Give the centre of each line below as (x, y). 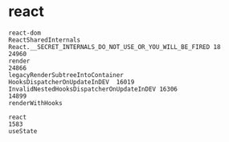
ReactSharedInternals (45, 40)
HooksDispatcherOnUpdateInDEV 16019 (72, 82)
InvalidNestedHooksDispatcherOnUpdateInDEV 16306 (93, 89)
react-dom (25, 33)
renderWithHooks (35, 103)
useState (23, 131)
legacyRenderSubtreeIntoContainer (66, 75)
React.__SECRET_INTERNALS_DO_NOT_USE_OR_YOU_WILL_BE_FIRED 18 (115, 47)
